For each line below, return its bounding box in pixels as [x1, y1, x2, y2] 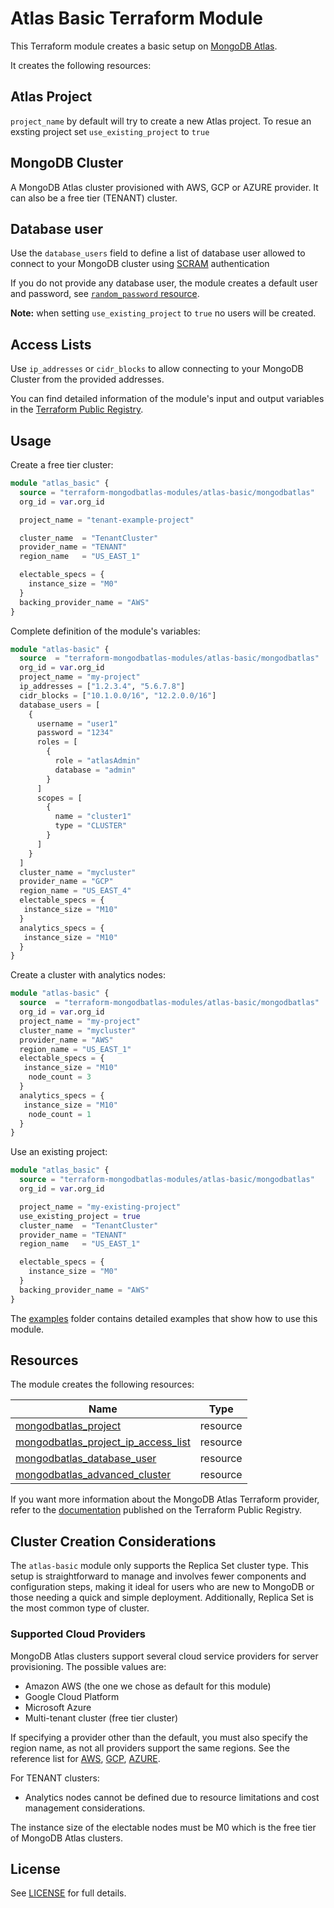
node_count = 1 [28, 1109, 92, 1119]
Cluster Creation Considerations [10, 1533, 217, 1550]
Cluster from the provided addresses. [10, 373, 165, 386]
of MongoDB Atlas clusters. [10, 1832, 123, 1844]
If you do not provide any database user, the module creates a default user [10, 277, 318, 289]
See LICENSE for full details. [10, 1887, 127, 1899]
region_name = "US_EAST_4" [19, 886, 132, 896]
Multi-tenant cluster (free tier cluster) [24, 1712, 179, 1724]
